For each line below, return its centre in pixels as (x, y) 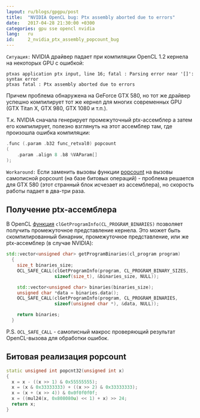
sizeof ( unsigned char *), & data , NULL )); (107, 304)
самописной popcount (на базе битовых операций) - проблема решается (100, 178)
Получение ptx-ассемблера (61, 209)
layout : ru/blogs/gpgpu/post (43, 12)
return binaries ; (39, 315)
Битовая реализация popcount (66, 357)
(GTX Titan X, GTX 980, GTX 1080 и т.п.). (57, 108)
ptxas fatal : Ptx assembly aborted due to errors (71, 84)
